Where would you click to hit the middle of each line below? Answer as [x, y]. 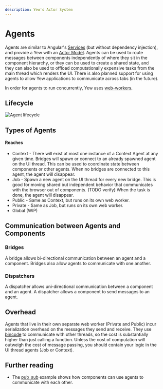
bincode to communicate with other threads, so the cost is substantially [77, 334]
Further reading [29, 365]
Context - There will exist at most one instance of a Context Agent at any [85, 153]
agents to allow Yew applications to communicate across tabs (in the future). [82, 78]
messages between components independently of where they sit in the [76, 58]
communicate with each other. [43, 382]
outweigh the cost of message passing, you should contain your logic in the [81, 345]
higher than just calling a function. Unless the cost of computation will [75, 339]
